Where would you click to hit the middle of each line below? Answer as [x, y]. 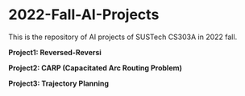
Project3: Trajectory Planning [59, 83]
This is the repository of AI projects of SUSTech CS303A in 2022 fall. [123, 37]
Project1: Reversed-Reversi [55, 52]
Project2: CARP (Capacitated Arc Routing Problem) [96, 68]
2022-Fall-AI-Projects [84, 15]
